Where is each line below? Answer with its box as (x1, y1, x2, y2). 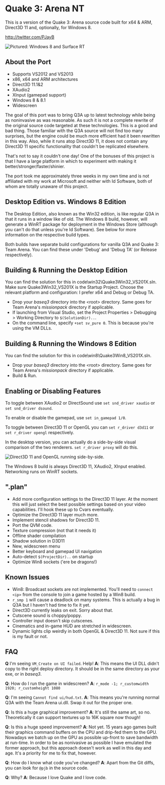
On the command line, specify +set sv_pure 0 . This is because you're (12, 320, 154, 326)
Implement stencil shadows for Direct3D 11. (12, 517, 100, 523)
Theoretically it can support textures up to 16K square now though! (5, 715, 141, 720)
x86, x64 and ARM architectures (12, 76, 78, 82)
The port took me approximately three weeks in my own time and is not (5, 173, 149, 179)
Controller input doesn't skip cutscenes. (12, 617, 94, 623)
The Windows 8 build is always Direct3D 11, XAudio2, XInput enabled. (5, 464, 146, 469)
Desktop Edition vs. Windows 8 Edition (5, 198, 127, 206)
